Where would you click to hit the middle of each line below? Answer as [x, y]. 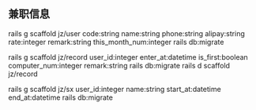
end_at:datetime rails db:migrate [60, 97]
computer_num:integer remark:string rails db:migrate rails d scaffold [119, 65]
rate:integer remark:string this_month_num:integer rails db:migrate [116, 42]
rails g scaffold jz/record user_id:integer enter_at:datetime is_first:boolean [128, 57]
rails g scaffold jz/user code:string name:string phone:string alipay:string [126, 33]
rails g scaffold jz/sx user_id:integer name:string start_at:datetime [115, 89]
